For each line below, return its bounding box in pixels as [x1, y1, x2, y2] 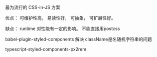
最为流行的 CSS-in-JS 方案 [5, 4, 60, 10]
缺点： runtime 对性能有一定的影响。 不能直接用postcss [5, 25, 120, 31]
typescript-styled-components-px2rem [5, 46, 87, 52]
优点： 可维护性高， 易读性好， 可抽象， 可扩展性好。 [5, 15, 116, 21]
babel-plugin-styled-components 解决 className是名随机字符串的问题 [5, 36, 152, 42]
